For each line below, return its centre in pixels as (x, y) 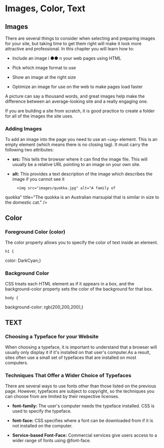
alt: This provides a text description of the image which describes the (82, 174)
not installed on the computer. (42, 426)
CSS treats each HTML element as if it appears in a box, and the (70, 284)
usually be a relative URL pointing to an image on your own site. (76, 165)
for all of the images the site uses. (39, 116)
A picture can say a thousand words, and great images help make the (75, 96)
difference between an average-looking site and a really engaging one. (77, 101)
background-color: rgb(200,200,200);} (44, 307)
